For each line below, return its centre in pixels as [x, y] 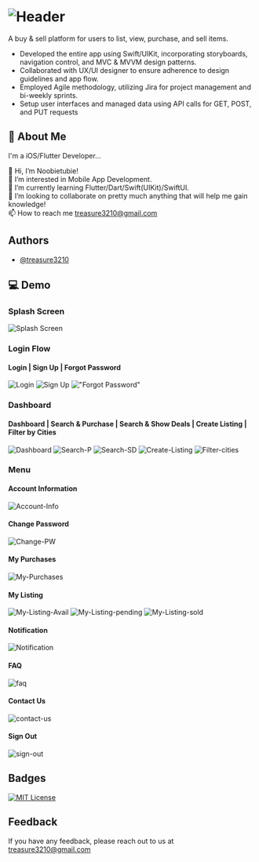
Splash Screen [36, 311]
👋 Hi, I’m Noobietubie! [43, 171]
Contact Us [27, 701]
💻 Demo [29, 285]
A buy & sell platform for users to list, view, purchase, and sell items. [119, 38]
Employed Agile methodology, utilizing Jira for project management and [135, 87]
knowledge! [27, 204]
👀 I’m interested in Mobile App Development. [80, 179]
